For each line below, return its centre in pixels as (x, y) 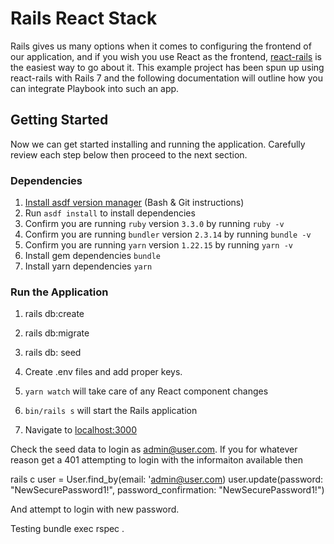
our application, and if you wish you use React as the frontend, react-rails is (166, 56)
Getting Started (59, 120)
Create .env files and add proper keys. (103, 372)
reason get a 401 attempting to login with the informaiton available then (156, 460)
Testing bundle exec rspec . (67, 529)
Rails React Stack (84, 18)
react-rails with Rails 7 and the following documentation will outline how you (167, 78)
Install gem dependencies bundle (92, 256)
